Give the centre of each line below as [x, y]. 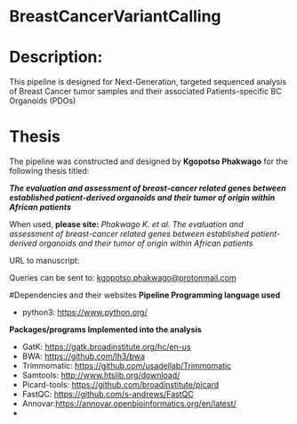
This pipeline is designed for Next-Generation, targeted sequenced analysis [148, 82]
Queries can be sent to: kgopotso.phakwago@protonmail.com [123, 278]
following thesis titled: [49, 171]
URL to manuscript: [44, 261]
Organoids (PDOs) [43, 101]
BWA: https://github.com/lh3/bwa [83, 356]
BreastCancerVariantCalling [115, 16]
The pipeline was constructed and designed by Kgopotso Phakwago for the [148, 161]
